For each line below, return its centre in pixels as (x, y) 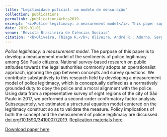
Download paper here (27, 129)
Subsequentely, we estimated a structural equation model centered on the (81, 104)
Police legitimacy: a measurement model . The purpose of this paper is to (80, 51)
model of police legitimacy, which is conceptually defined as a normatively (82, 83)
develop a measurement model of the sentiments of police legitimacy (76, 56)
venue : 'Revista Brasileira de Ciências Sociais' (58, 33)
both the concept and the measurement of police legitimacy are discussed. (82, 114)
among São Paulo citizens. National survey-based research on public (76, 62)
